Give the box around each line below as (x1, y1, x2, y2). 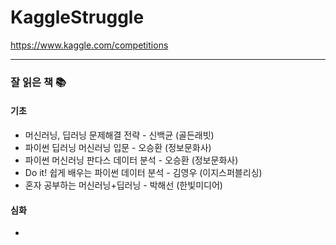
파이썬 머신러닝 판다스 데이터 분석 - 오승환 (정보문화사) (24, 154, 239, 166)
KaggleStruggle (10, 6, 145, 29)
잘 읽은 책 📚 (10, 75, 67, 89)
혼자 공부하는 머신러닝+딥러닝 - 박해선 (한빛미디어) (24, 179, 223, 191)
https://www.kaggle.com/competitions (10, 39, 169, 51)
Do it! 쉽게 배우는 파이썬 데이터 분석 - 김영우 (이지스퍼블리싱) (24, 167, 263, 179)
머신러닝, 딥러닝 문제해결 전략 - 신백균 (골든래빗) (24, 129, 215, 141)
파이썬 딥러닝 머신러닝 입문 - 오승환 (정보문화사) (24, 142, 212, 154)
